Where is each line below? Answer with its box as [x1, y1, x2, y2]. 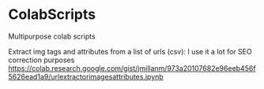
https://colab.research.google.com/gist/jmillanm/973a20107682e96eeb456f [8, 63, 256, 72]
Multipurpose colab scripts [8, 32, 96, 41]
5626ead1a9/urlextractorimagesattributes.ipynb [8, 72, 164, 81]
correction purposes [8, 55, 75, 65]
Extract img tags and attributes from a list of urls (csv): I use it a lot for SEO [8, 46, 252, 56]
